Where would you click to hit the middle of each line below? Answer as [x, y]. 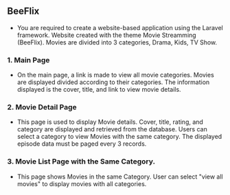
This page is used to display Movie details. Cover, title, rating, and [110, 122]
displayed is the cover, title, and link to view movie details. [99, 90]
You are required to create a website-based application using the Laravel [120, 27]
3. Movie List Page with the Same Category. [81, 161]
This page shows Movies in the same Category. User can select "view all [120, 177]
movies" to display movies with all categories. [82, 183]
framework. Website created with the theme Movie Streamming [107, 35]
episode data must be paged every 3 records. [82, 144]
